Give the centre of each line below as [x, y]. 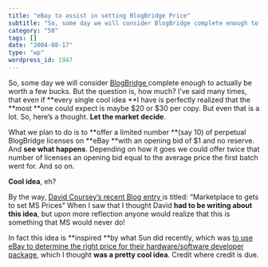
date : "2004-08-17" [41, 45]
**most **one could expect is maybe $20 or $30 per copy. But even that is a [134, 108]
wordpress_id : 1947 [41, 61]
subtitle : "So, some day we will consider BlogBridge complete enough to [134, 23]
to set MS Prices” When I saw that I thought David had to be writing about [130, 205]
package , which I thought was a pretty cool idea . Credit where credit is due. [134, 254]
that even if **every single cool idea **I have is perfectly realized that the [130, 100]
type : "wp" [26, 53]
